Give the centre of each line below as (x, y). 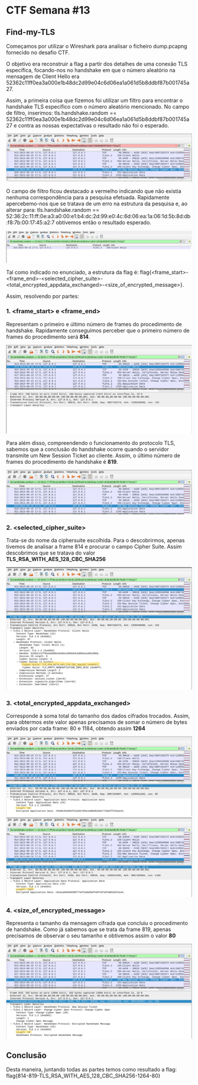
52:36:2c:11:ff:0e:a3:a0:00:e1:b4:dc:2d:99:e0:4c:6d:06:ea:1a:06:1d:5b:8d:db (98, 216)
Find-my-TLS (31, 32)
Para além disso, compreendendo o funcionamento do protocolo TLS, (91, 442)
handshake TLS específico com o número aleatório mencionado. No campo (98, 106)
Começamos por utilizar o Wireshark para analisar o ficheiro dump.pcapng (97, 46)
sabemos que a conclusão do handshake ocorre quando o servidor (88, 449)
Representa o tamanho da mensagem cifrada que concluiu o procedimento (97, 923)
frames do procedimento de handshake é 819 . (62, 461)
